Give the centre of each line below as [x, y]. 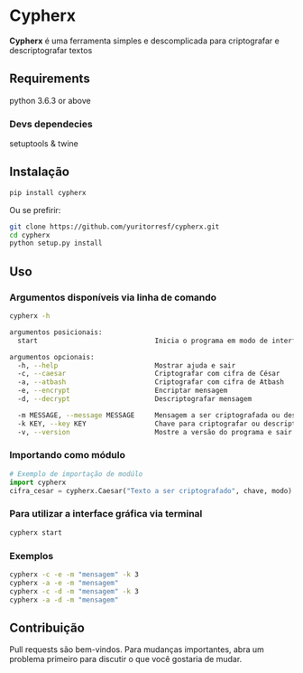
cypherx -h [30, 316]
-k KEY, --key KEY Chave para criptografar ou [138, 424]
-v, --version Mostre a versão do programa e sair [155, 432]
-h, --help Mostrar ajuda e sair [127, 365]
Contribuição [47, 627]
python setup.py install [56, 243]
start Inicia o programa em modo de [143, 341]
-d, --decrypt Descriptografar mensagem [135, 399]
